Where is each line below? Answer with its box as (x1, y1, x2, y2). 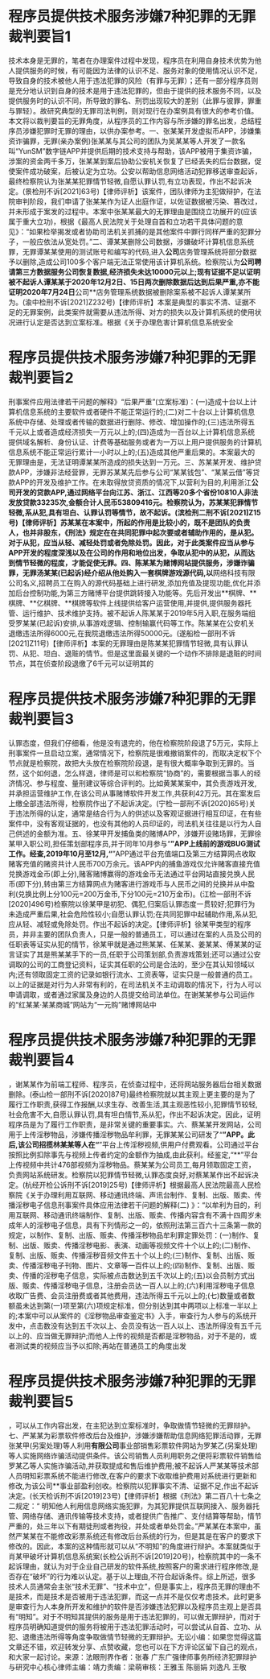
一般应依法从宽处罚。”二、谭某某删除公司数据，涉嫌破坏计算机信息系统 (22, 237, 255, 246)
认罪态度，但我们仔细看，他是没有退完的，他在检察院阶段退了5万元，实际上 (8, 738, 260, 747)
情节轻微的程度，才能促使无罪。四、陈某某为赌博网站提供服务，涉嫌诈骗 (14, 557, 255, 568)
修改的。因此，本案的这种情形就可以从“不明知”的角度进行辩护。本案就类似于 (8, 1541, 261, 1551)
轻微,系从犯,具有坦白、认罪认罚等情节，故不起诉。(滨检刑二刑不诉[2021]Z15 (8, 507, 261, 517)
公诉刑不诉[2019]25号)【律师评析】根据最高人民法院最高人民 (53, 1180, 255, 1189)
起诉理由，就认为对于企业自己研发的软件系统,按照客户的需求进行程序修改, (8, 1561, 252, 1571)
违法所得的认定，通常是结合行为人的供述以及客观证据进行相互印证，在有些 (14, 808, 262, 818)
